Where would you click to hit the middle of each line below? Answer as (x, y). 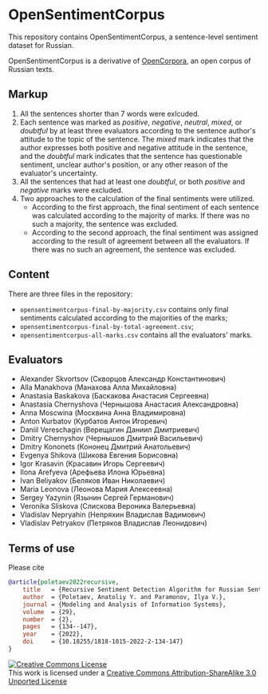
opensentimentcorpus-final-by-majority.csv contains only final (124, 309)
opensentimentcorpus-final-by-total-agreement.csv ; (106, 326)
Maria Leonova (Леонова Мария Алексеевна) (96, 490)
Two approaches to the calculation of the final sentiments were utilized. (137, 198)
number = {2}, (48, 619)
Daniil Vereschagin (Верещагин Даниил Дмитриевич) (110, 430)
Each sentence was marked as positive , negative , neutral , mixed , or (131, 122)
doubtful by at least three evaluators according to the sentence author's (138, 130)
